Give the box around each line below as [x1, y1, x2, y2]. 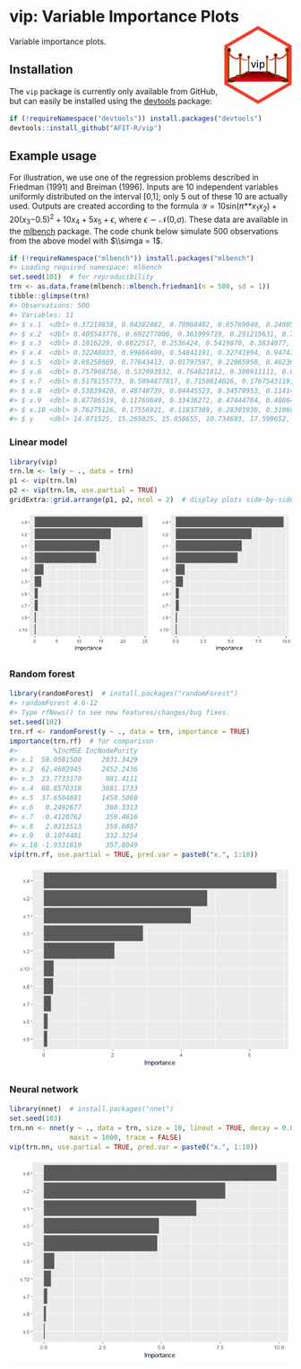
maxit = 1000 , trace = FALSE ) [69, 1133, 182, 1142]
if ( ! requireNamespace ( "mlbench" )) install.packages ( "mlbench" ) [9, 253, 254, 262]
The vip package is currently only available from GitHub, [9, 85, 218, 96]
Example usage [9, 148, 97, 163]
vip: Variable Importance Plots [9, 6, 240, 27]
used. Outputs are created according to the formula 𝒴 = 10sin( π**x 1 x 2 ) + [9, 200, 278, 214]
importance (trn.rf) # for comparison [9, 737, 154, 746]
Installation [9, 62, 73, 77]
